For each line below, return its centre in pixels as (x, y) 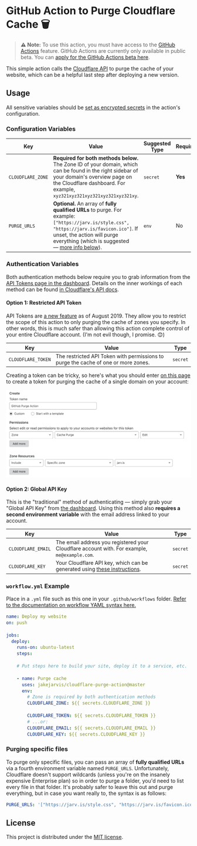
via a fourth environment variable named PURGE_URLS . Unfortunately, (87, 768)
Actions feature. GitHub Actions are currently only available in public (103, 50)
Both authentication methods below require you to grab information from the (98, 277)
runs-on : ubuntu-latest (46, 648)
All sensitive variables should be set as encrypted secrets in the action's (93, 107)
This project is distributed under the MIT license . (65, 837)
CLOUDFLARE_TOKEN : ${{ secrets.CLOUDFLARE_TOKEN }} (92, 716)
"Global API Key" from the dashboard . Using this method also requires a (93, 508)
